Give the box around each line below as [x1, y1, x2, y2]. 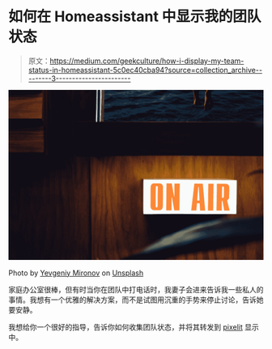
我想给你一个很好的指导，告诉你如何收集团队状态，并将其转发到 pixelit [8, 321, 243, 332]
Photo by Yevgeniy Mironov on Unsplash [8, 268, 144, 278]
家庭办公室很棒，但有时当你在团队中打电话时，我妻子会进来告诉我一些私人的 [8, 284, 264, 294]
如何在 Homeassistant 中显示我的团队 [8, 7, 261, 26]
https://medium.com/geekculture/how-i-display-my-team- [49, 56, 244, 66]
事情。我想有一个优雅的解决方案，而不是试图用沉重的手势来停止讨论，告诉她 [8, 295, 264, 304]
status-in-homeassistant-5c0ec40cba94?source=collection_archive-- [28, 65, 263, 74]
